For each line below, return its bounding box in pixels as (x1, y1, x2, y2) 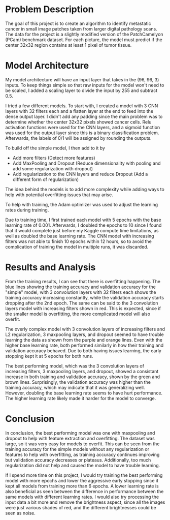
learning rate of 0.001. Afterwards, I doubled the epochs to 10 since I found (5, 222, 162, 228)
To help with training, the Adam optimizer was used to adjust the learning (5, 201, 158, 207)
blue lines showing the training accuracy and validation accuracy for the (5, 284, 156, 290)
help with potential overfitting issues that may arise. (5, 192, 113, 198)
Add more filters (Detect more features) (12, 155, 95, 161)
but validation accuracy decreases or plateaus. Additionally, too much (5, 456, 151, 463)
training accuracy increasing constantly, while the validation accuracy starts (5, 294, 164, 300)
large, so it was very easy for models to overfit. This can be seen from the (5, 441, 160, 447)
